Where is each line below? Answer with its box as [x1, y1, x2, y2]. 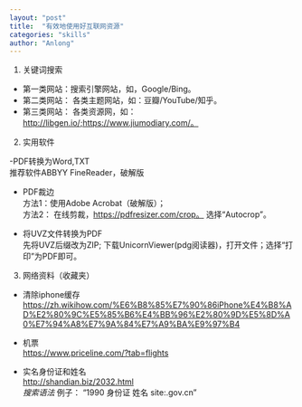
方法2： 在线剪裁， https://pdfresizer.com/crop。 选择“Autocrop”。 [22, 209, 271, 220]
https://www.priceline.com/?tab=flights [22, 347, 169, 358]
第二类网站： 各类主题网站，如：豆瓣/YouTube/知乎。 [22, 95, 222, 106]
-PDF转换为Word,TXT [9, 156, 90, 167]
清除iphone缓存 [22, 289, 80, 300]
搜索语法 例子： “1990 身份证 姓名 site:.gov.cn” [22, 387, 197, 398]
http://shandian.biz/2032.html [22, 376, 134, 387]
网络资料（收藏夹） [22, 270, 95, 281]
